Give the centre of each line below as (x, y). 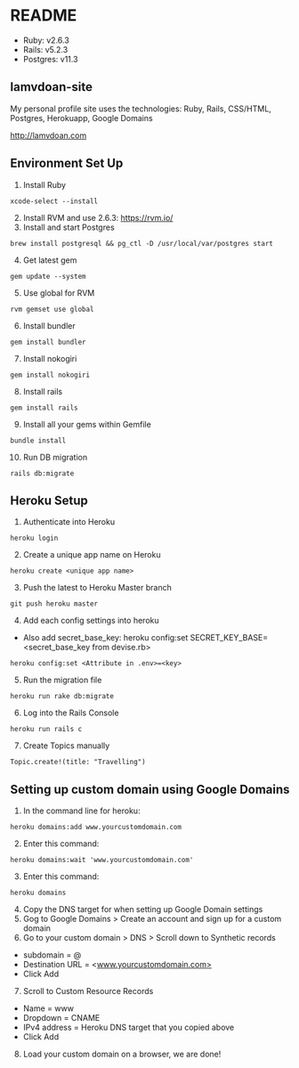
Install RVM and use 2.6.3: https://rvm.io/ (98, 217)
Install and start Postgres (69, 227)
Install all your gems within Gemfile (87, 424)
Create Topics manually (66, 746)
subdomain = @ (52, 955)
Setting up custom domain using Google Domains (150, 789)
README (44, 16)
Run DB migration (55, 457)
